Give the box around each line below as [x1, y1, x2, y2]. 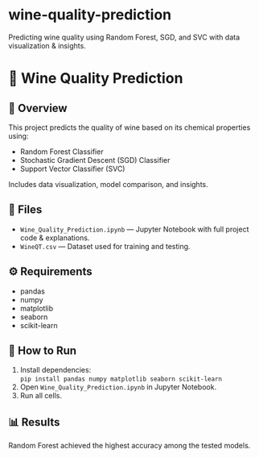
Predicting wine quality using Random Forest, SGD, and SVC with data [8, 32, 240, 42]
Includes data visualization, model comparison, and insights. [8, 179, 208, 189]
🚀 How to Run [8, 343, 77, 357]
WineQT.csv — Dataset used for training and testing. [19, 241, 191, 251]
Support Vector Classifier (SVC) [19, 164, 125, 173]
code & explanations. [19, 232, 90, 243]
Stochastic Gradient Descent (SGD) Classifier [19, 155, 171, 164]
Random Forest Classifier [19, 147, 104, 156]
